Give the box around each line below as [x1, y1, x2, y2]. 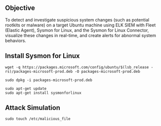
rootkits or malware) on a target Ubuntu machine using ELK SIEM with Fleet [5, 22, 156, 28]
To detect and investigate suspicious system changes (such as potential [5, 17, 149, 22]
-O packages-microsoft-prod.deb [74, 69, 140, 74]
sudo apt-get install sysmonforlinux [5, 90, 82, 95]
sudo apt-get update [5, 86, 47, 91]
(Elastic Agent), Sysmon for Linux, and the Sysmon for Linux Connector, [5, 27, 149, 33]
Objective [5, 4, 36, 12]
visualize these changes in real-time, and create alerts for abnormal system [5, 32, 157, 38]
